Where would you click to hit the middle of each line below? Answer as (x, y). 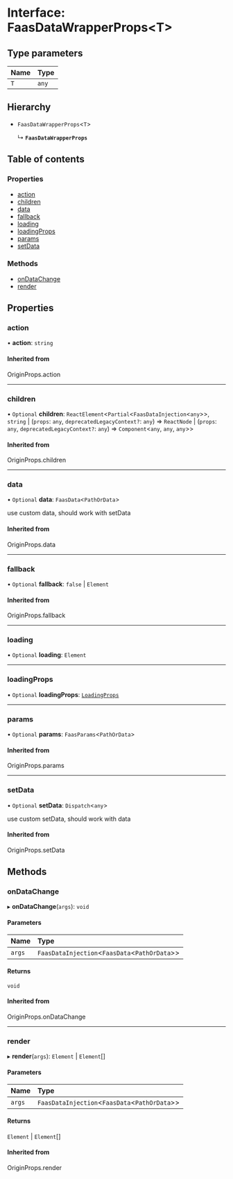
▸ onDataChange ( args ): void (48, 907)
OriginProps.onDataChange (46, 1017)
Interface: (36, 13)
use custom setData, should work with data (69, 819)
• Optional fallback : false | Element (58, 584)
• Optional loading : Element (47, 655)
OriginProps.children (37, 460)
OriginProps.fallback (36, 615)
